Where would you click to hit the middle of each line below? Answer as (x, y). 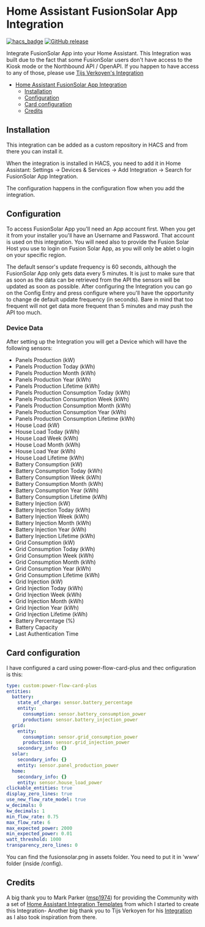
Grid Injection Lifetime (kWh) (51, 614)
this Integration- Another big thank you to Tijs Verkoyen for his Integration (99, 910)
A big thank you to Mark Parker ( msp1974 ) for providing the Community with (102, 898)
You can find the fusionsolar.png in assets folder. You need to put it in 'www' (103, 857)
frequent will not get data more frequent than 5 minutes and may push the (99, 306)
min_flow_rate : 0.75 (33, 817)
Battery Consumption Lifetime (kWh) (61, 497)
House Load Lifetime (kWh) (50, 458)
